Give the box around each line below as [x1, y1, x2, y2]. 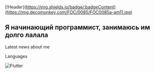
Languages [5, 53, 28, 59]
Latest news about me [5, 44, 50, 50]
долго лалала [5, 31, 48, 39]
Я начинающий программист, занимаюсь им [5, 23, 150, 32]
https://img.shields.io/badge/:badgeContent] [25, 4, 116, 10]
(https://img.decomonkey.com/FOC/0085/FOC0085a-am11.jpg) [5, 9, 133, 15]
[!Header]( [5, 4, 26, 10]
